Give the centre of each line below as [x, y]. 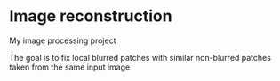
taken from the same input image [70, 67]
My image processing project [63, 40]
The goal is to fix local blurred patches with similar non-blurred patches [140, 57]
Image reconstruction [91, 16]
